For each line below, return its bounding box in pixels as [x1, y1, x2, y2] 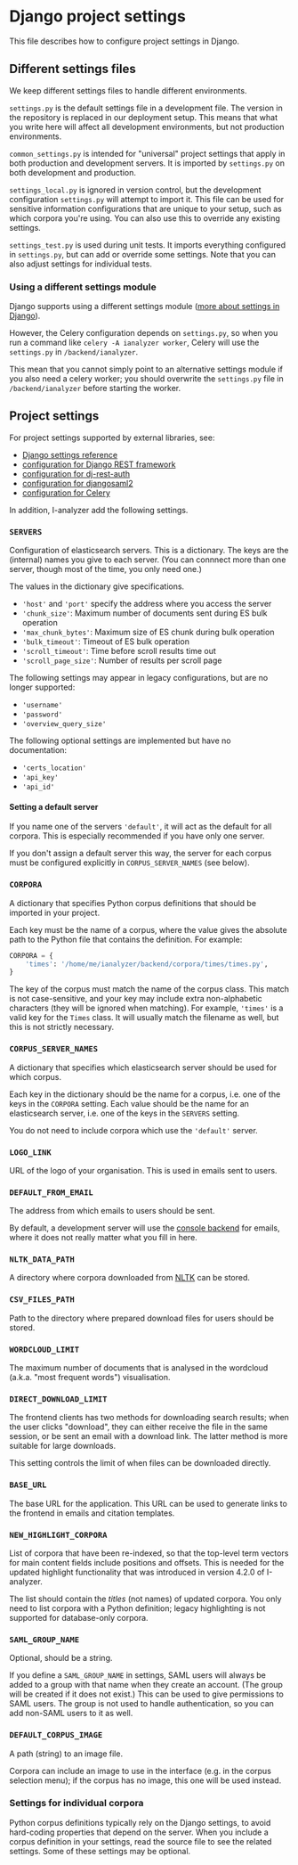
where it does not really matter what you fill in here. [9, 1232, 197, 1243]
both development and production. [9, 167, 136, 177]
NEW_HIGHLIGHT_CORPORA [9, 1530, 108, 1540]
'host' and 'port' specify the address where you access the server [21, 599, 272, 609]
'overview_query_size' [21, 720, 107, 729]
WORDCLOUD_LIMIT [9, 1344, 80, 1354]
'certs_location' [21, 764, 87, 773]
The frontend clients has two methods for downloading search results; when [9, 1412, 289, 1423]
